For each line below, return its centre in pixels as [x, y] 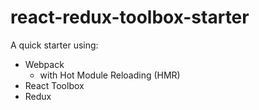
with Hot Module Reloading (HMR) [110, 75]
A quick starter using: [54, 45]
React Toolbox [54, 85]
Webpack [44, 64]
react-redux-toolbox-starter [130, 17]
